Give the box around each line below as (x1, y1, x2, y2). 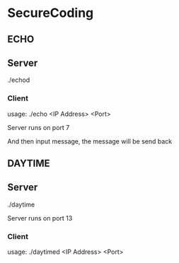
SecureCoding (7, 5, 94, 21)
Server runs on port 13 (7, 214, 73, 222)
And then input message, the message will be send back (7, 136, 173, 146)
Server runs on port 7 (7, 123, 70, 131)
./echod (7, 76, 30, 84)
